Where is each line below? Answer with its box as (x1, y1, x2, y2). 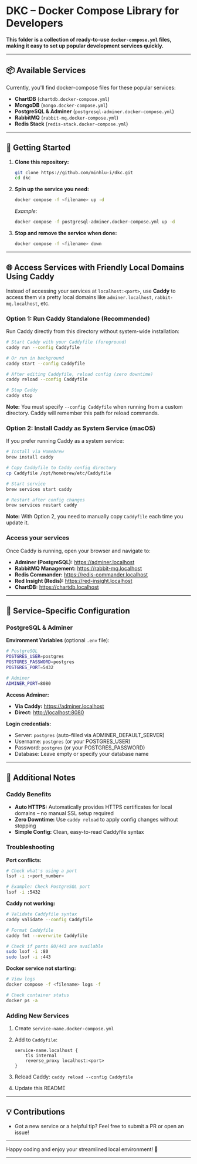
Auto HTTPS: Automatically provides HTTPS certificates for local (14, 803, 172, 810)
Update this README (14, 1084, 66, 1091)
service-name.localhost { (14, 1047, 78, 1053)
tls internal (25, 1053, 57, 1058)
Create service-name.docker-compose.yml (14, 1024, 114, 1031)
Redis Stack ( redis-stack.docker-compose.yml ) (14, 120, 128, 127)
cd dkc (14, 175, 31, 181)
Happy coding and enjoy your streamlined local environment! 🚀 (6, 1145, 158, 1153)
